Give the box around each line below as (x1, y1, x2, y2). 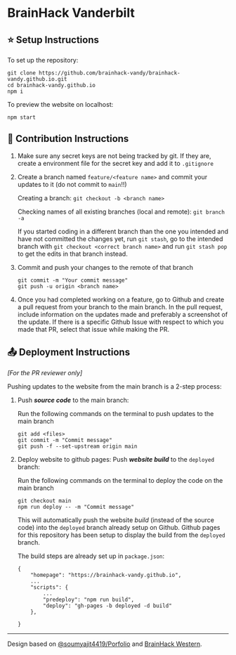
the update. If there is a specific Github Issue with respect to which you (17, 318, 224, 326)
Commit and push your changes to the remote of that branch (17, 263, 194, 271)
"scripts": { (30, 583, 69, 591)
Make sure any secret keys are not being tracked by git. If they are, (17, 151, 212, 160)
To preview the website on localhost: (7, 100, 114, 108)
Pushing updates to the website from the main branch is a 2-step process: (7, 382, 222, 391)
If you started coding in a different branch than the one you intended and (17, 227, 228, 235)
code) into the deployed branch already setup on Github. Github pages (17, 523, 221, 531)
